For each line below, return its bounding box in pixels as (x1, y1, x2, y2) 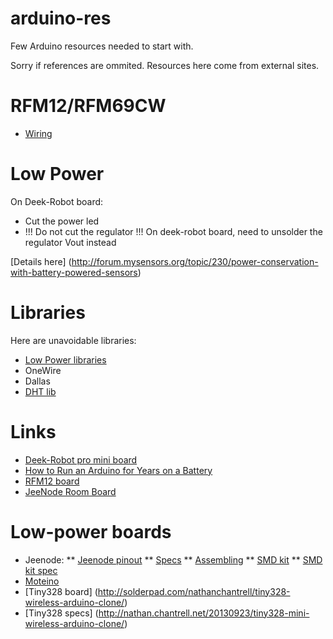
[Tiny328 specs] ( (24, 607, 99, 619)
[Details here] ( (10, 255, 72, 267)
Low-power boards (10, 520, 172, 543)
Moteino (24, 575, 60, 587)
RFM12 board (24, 475, 80, 487)
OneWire (24, 364, 62, 376)
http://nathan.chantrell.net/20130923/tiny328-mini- (98, 607, 310, 619)
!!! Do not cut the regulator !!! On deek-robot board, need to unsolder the (24, 225, 323, 237)
